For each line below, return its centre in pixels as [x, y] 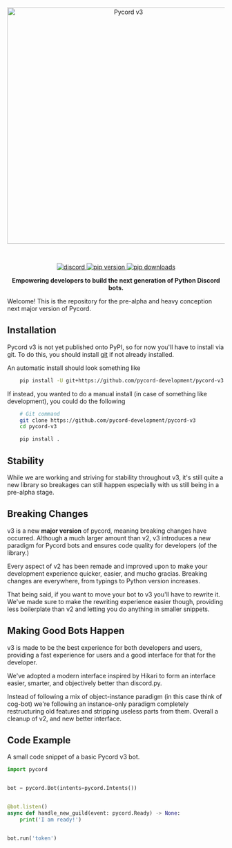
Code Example [39, 740]
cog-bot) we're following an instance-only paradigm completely [98, 704]
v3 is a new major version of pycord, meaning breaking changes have [107, 531]
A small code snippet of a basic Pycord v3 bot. [74, 757]
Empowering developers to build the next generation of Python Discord [116, 280]
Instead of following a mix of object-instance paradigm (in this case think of [115, 696]
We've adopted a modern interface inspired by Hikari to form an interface [112, 675]
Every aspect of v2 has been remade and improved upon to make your [108, 566]
